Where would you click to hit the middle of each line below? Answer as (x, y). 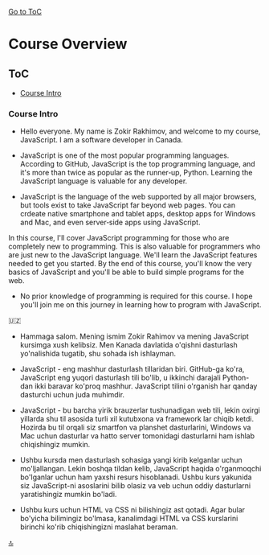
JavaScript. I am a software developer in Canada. (101, 140)
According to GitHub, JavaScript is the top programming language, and (137, 164)
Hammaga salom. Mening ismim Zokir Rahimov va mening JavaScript (134, 336)
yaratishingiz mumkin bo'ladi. (68, 495)
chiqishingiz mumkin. (55, 445)
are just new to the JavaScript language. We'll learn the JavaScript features (133, 255)
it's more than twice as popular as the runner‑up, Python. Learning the (136, 173)
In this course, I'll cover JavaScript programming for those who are (119, 238)
